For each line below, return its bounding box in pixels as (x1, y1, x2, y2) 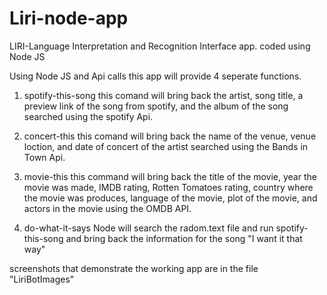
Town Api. (23, 151, 66, 163)
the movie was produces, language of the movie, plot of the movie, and (23, 192, 318, 204)
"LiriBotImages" (9, 273, 75, 285)
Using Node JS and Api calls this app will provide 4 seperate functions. (9, 70, 302, 82)
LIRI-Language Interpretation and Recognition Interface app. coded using (9, 40, 311, 52)
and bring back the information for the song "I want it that (65, 232, 303, 244)
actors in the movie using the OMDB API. (23, 202, 192, 214)
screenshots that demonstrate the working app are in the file (9, 262, 259, 274)
